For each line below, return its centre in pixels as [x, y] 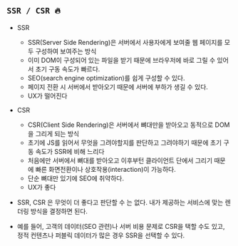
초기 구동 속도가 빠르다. [68, 69]
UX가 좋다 [42, 187]
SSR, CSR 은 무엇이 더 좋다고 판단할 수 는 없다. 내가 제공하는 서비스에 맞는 [120, 202]
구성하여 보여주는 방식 [66, 51]
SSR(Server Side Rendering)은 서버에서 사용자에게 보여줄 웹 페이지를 [125, 42]
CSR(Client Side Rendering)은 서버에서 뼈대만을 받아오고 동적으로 [120, 125]
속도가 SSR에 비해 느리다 [70, 151]
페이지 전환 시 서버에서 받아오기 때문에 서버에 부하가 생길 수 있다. [118, 87]
